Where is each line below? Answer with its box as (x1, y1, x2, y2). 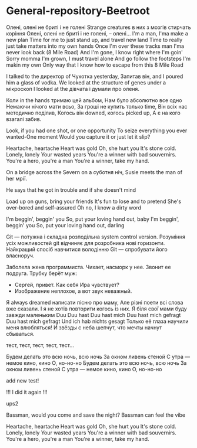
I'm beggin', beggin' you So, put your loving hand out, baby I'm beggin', (6, 215, 179, 223)
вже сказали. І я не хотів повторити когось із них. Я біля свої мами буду (6, 305, 187, 312)
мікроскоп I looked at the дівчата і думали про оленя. (6, 85, 140, 92)
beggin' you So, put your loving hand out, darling (6, 221, 125, 228)
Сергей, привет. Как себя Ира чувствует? (14, 281, 119, 288)
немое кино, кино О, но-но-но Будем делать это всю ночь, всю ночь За (6, 359, 187, 367)
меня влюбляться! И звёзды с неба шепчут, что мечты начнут (6, 323, 162, 331)
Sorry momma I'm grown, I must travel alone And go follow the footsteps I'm (6, 55, 191, 62)
